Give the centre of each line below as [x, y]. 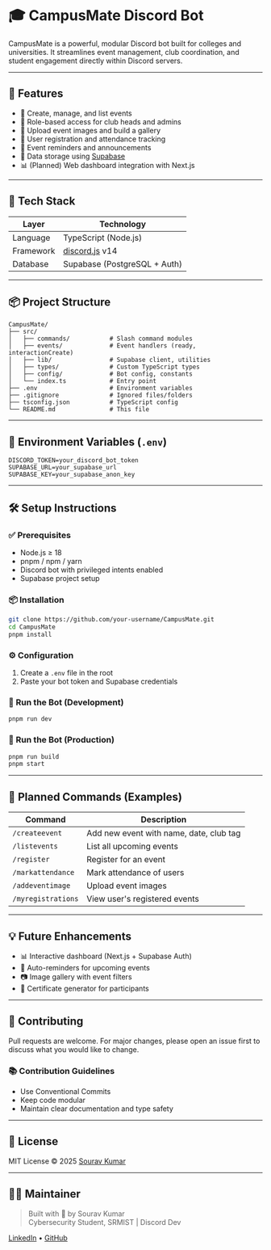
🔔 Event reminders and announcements [85, 147]
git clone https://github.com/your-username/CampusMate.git [112, 620]
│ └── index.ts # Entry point [83, 381]
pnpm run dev [30, 719]
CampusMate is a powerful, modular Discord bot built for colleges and [125, 43]
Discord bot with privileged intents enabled [92, 570]
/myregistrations [46, 899]
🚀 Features [36, 94]
